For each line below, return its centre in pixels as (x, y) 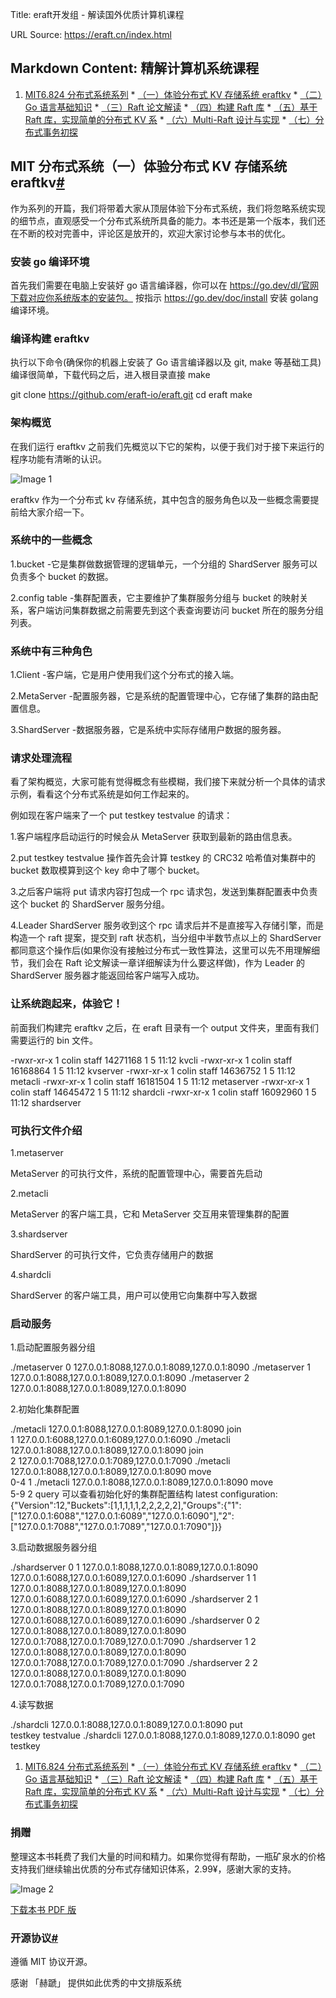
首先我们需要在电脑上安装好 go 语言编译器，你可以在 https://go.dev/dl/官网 (164, 285)
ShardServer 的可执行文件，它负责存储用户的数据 (112, 1254)
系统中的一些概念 (51, 540)
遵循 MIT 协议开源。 (51, 1961)
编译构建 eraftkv (50, 338)
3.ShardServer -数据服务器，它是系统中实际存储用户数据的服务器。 (148, 730)
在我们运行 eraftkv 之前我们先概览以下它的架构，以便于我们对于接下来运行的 (167, 446)
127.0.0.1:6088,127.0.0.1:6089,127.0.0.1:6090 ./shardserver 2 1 (134, 1599)
